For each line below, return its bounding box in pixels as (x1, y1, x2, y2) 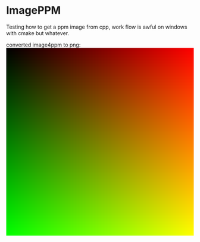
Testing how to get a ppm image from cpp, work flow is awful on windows (6, 23, 187, 30)
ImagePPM (6, 4, 61, 17)
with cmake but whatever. (6, 29, 70, 36)
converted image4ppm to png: (6, 41, 81, 48)
